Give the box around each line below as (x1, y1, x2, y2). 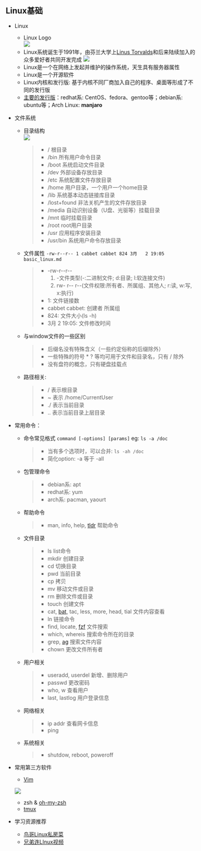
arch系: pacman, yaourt (47, 496, 106, 503)
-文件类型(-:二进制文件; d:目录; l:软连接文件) (56, 274, 165, 281)
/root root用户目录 (47, 222, 92, 229)
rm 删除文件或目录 (47, 593, 93, 600)
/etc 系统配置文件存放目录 (47, 176, 112, 183)
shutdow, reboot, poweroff (47, 751, 114, 758)
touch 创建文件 (47, 600, 85, 607)
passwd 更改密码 (47, 678, 90, 686)
